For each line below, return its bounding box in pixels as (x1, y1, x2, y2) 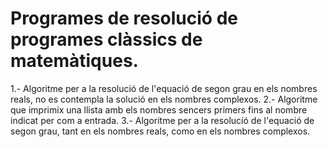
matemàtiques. (10, 50, 139, 72)
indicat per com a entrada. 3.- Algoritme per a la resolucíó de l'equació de (10, 114, 315, 126)
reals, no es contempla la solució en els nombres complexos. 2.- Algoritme (10, 93, 318, 105)
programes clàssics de (10, 28, 203, 51)
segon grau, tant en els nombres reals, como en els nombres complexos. (10, 125, 311, 137)
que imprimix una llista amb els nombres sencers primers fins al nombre (10, 103, 308, 116)
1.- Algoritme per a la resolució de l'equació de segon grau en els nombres (10, 82, 318, 94)
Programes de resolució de (10, 7, 238, 30)
